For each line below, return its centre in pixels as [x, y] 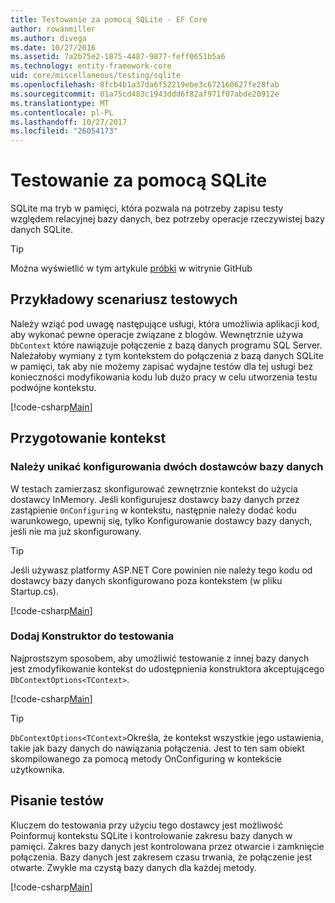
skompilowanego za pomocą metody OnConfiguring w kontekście [146, 758]
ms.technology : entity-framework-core [91, 66]
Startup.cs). [34, 591]
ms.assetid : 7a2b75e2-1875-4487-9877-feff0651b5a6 [118, 57]
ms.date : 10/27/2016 [53, 47]
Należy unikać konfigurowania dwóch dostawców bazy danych [167, 467]
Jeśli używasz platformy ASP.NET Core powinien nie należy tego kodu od [161, 570]
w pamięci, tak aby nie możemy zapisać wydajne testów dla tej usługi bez [162, 366]
